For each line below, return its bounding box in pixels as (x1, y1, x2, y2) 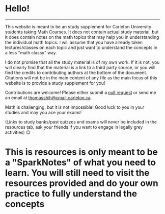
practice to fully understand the (5, 188, 137, 199)
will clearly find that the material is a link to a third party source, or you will (5, 64, 156, 70)
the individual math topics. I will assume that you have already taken (5, 39, 143, 45)
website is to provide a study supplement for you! (5, 80, 106, 86)
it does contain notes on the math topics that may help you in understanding (5, 34, 159, 40)
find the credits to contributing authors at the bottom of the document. (5, 70, 147, 75)
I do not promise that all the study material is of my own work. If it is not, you (5, 59, 160, 65)
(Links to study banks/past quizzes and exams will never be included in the (5, 119, 157, 125)
